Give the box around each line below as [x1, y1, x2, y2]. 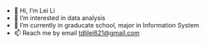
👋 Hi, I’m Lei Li [13, 7, 55, 14]
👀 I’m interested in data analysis [13, 14, 106, 22]
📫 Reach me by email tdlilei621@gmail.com [13, 29, 140, 37]
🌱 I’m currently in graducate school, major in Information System [13, 21, 200, 29]
